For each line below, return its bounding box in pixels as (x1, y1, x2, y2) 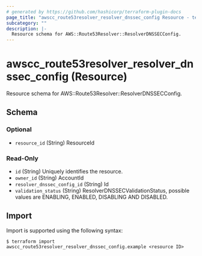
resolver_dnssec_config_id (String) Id (14, 181, 109, 188)
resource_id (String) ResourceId (14, 139, 95, 146)
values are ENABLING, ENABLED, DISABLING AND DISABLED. (14, 193, 168, 201)
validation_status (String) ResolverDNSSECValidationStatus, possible (14, 187, 190, 195)
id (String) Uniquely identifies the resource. (14, 168, 123, 175)
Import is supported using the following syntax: (6, 226, 123, 234)
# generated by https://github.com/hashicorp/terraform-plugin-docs (6, 8, 182, 15)
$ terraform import (6, 239, 55, 245)
